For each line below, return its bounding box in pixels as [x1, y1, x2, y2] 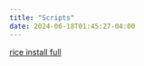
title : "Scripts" [9, 13, 75, 23]
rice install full [9, 46, 62, 57]
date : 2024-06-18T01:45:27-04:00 [9, 22, 136, 31]
